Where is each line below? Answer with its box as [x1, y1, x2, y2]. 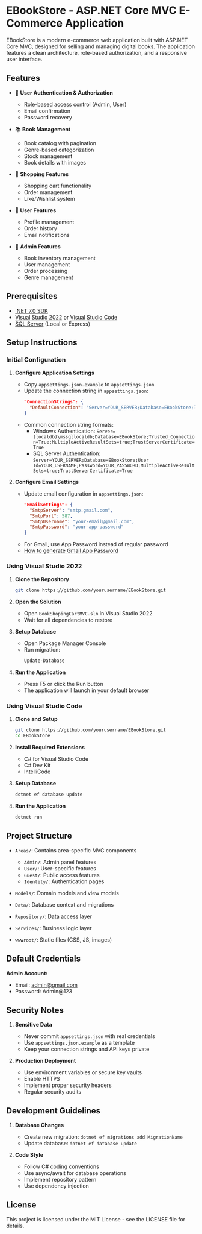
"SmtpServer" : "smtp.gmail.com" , [29, 507, 113, 513]
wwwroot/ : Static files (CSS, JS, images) [14, 936, 112, 943]
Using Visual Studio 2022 [6, 562, 82, 570]
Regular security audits [23, 1088, 82, 1095]
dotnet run [14, 814, 43, 820]
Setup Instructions [6, 337, 78, 347]
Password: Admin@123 [14, 987, 73, 995]
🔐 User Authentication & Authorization [14, 89, 113, 96]
